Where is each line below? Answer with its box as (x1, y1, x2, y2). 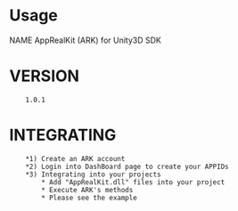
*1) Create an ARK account (25, 154, 126, 163)
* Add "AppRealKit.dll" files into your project (41, 177, 226, 187)
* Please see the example (41, 193, 138, 202)
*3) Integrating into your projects (25, 170, 162, 179)
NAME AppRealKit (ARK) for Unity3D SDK (9, 35, 162, 45)
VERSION (9, 66, 80, 86)
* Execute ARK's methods (41, 185, 134, 194)
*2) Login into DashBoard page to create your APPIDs (25, 162, 229, 171)
